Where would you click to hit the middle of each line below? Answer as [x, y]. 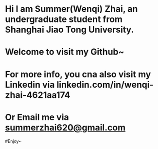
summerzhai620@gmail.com [65, 127]
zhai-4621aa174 [38, 95]
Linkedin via [30, 84]
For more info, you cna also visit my [78, 74]
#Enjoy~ [13, 141]
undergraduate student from [64, 19]
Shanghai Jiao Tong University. [70, 30]
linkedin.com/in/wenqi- [105, 84]
